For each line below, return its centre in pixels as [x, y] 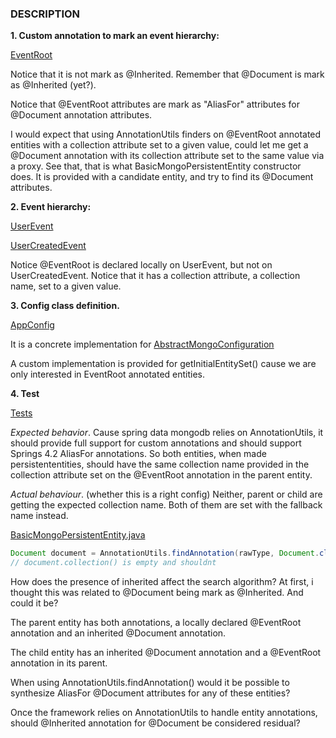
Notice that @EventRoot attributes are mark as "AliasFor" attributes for [155, 104]
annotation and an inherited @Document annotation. [118, 633]
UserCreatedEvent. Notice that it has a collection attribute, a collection [155, 276]
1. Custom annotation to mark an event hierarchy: [115, 36]
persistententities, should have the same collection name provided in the [160, 464]
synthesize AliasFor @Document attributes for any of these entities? [150, 693]
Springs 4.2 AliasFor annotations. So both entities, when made [138, 454]
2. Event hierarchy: [51, 207]
